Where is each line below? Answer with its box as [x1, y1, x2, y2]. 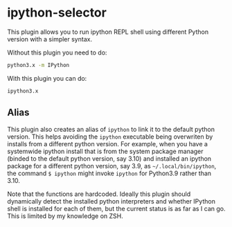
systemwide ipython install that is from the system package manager [7, 147, 204, 155]
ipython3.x [7, 88, 39, 95]
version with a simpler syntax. [7, 34, 92, 43]
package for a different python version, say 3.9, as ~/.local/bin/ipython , [7, 161, 217, 170]
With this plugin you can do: [7, 74, 87, 82]
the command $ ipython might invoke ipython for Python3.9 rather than [7, 169, 212, 177]
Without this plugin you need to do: [7, 48, 107, 57]
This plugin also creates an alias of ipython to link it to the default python [7, 125, 215, 133]
